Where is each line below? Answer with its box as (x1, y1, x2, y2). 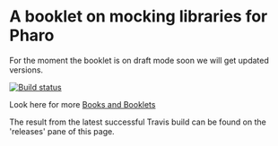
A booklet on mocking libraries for (9, 6, 268, 27)
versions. (9, 64, 43, 75)
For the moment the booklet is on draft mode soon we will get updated (9, 55, 269, 65)
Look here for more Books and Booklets (9, 99, 156, 109)
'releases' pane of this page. (9, 125, 115, 136)
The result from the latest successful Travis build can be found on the (9, 116, 266, 127)
